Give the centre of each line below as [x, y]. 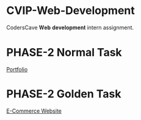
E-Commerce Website [34, 111]
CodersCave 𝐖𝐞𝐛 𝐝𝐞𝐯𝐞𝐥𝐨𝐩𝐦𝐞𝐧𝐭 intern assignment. [70, 27]
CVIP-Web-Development [71, 11]
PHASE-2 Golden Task [64, 94]
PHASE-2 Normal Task [64, 53]
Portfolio [17, 69]
